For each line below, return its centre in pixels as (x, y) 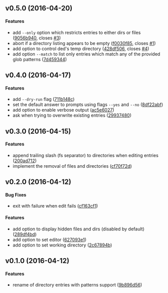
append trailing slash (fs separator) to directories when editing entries (85, 155)
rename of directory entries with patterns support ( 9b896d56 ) (77, 285)
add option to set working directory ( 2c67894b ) (62, 245)
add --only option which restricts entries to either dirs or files (76, 32)
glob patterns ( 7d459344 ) (40, 59)
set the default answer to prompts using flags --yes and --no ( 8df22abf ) (88, 105)
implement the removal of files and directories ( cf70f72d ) (72, 166)
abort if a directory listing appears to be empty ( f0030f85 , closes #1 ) (84, 43)
